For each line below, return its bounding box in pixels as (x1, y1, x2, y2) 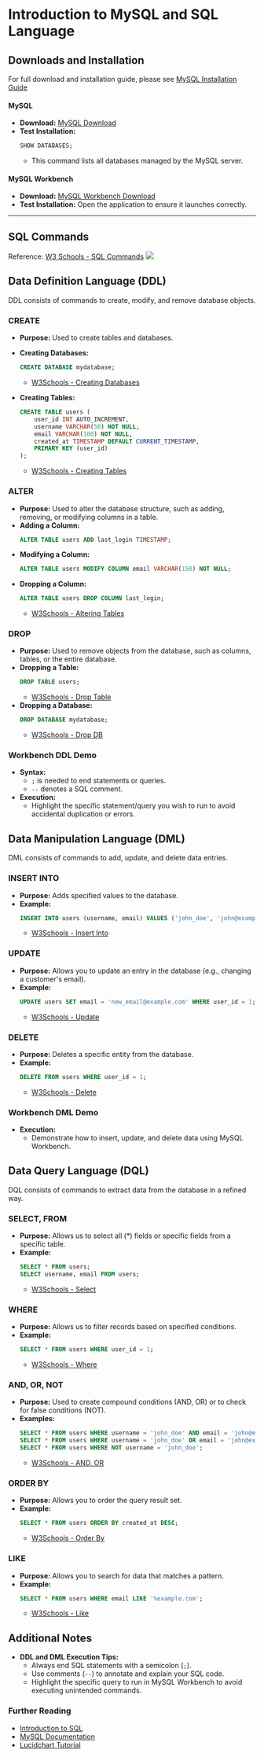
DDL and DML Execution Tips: (19, 1652, 119, 1662)
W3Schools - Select (31, 1284, 97, 1294)
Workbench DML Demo (8, 1107, 99, 1118)
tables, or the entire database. (19, 654, 117, 664)
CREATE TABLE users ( (19, 408, 90, 416)
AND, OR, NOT (8, 1379, 64, 1390)
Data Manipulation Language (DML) (8, 832, 186, 845)
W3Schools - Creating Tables (31, 466, 127, 476)
